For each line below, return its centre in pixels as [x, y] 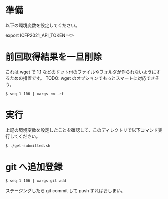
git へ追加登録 [34, 167]
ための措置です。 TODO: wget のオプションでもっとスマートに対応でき [82, 78]
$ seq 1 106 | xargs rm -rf [35, 94]
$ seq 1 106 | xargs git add [36, 181]
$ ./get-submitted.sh [28, 146]
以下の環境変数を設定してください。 [43, 25]
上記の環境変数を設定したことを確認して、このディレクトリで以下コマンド [82, 130]
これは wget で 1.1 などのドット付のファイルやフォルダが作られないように [81, 72]
